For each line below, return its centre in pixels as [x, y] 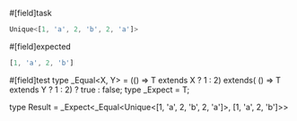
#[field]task [31, 13]
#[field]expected [40, 46]
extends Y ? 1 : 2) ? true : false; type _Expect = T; [100, 90]
